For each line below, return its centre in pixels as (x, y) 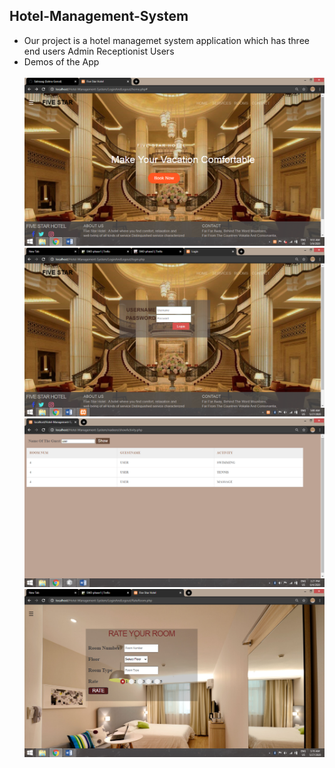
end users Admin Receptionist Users (99, 51)
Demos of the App (61, 61)
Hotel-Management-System (99, 16)
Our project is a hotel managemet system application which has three (166, 40)
